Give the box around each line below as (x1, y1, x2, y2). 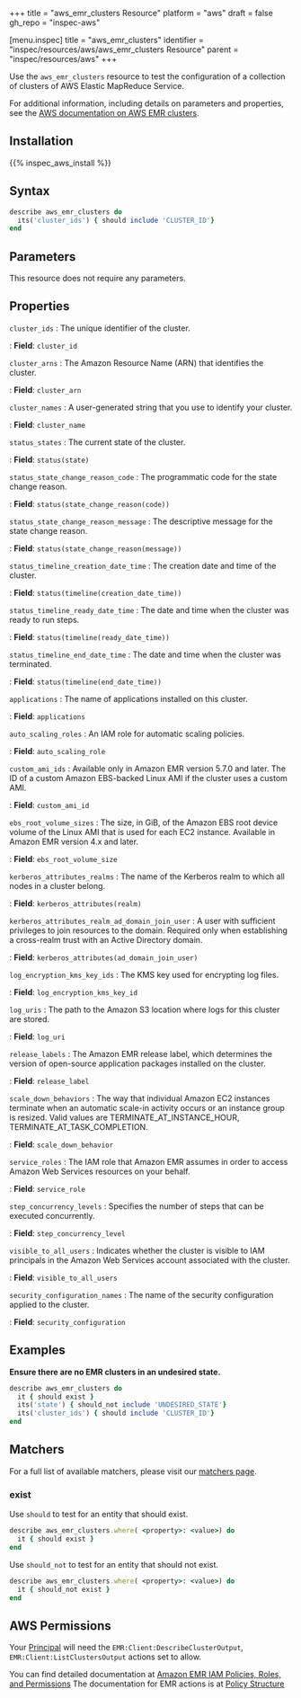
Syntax (9, 183, 50, 199)
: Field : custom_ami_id (9, 799, 90, 810)
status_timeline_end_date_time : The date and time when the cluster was (9, 649, 281, 660)
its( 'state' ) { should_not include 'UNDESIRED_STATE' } (17, 1400, 227, 1409)
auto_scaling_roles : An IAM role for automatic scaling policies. (9, 728, 245, 739)
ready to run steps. (9, 614, 80, 625)
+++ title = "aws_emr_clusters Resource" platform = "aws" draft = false (9, 8, 274, 18)
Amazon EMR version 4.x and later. (9, 836, 139, 847)
